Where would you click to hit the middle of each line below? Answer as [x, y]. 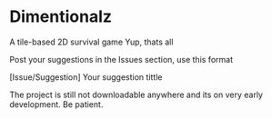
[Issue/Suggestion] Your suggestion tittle [86, 77]
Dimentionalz [60, 17]
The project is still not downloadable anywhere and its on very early [136, 94]
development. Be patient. [56, 104]
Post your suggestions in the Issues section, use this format [121, 59]
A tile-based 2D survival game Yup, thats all [91, 42]
